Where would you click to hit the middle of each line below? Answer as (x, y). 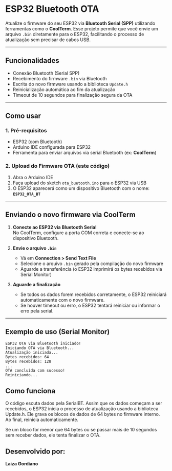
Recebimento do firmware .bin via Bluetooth (60, 78)
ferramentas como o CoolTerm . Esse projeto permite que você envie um (82, 28)
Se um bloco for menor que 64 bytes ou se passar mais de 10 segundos (81, 430)
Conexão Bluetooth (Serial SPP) (46, 73)
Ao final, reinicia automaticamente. (42, 420)
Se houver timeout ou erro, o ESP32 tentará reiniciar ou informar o (90, 305)
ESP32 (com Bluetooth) (37, 142)
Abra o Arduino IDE (33, 177)
